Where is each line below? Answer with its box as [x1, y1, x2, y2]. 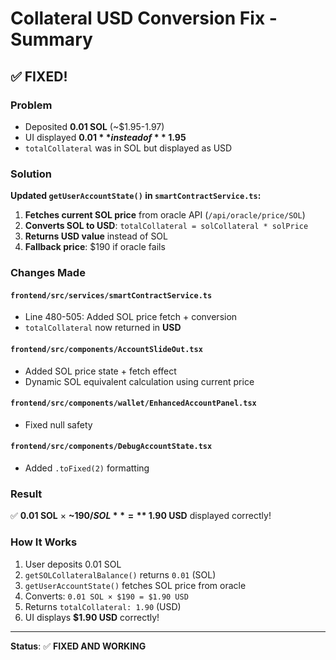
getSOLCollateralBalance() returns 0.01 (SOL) [24, 568, 217, 581]
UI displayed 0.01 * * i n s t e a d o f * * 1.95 [24, 131, 187, 143]
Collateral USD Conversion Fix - [10, 7, 278, 30]
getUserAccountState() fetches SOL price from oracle [24, 579, 247, 591]
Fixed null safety [24, 418, 93, 431]
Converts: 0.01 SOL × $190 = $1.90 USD [24, 590, 189, 602]
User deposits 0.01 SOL [24, 558, 122, 570]
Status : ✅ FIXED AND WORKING [10, 640, 147, 652]
